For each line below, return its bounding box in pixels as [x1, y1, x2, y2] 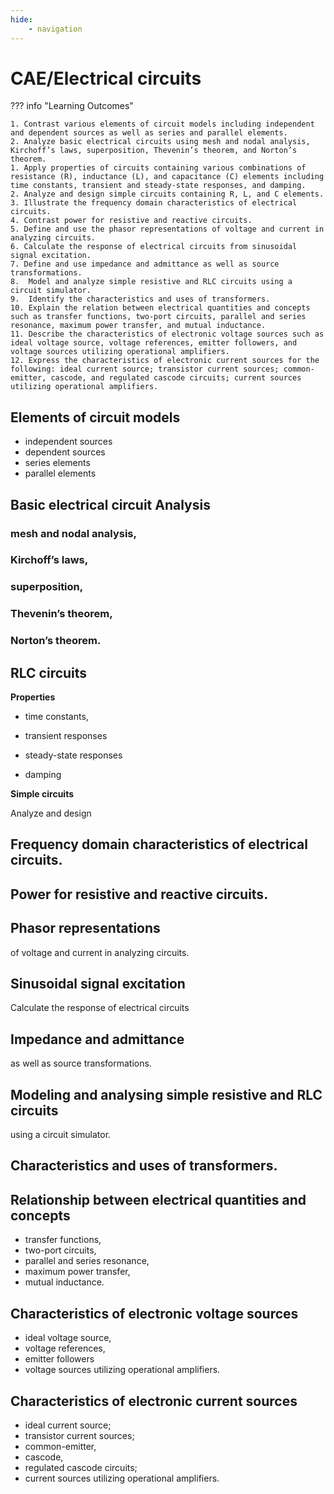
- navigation [28, 24, 83, 34]
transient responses [24, 730, 108, 742]
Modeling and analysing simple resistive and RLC [10, 1086, 323, 1103]
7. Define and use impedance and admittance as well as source [10, 259, 280, 270]
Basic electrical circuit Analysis [10, 496, 211, 513]
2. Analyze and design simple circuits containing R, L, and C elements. [10, 189, 325, 200]
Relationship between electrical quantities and [10, 1191, 307, 1208]
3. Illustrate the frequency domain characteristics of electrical [10, 198, 298, 208]
